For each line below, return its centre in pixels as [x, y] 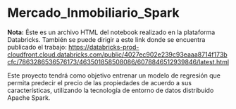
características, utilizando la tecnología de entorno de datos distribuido [111, 90]
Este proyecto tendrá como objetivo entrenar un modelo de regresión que [114, 75]
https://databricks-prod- [104, 47]
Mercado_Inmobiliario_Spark [93, 13]
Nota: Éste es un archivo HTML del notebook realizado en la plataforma [111, 32]
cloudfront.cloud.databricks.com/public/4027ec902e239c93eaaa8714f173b [117, 54]
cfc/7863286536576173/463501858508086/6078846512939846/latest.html [118, 61]
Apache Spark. [29, 97]
